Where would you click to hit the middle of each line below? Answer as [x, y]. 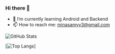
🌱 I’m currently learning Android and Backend [60, 19]
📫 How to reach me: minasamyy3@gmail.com [61, 25]
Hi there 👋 [18, 8]
